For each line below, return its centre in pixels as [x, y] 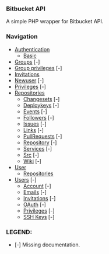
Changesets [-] [41, 99]
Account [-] [37, 186]
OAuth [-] [35, 204]
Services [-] [38, 148]
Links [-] [33, 130]
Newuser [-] [29, 80]
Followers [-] [38, 117]
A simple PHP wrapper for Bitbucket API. [55, 22]
